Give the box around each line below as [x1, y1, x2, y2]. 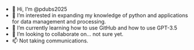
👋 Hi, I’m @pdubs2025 [11, 6, 67, 12]
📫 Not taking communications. [11, 37, 88, 44]
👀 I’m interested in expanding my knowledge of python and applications [11, 12, 188, 19]
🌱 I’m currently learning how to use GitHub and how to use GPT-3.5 [11, 24, 177, 31]
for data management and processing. [11, 18, 106, 25]
